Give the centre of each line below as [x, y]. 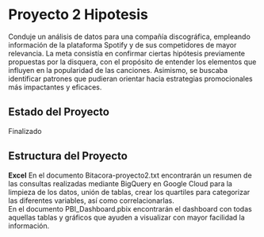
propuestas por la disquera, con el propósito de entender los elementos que [132, 62]
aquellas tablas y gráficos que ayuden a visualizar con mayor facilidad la [127, 217]
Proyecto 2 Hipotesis [78, 15]
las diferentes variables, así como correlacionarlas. [91, 201]
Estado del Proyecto [59, 112]
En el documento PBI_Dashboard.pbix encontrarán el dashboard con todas [130, 208]
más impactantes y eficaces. [55, 87]
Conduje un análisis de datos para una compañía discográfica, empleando [130, 36]
